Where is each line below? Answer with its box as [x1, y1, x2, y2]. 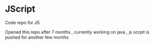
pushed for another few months [5, 34, 69, 40]
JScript [5, 3, 36, 15]
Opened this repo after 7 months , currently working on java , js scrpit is [5, 29, 150, 35]
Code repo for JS [5, 20, 40, 25]
